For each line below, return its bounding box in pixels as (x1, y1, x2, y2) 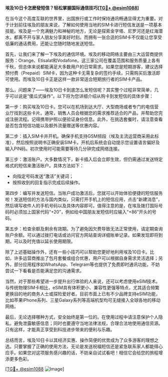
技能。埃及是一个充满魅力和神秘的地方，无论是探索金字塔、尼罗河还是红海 (5, 28, 158, 34)
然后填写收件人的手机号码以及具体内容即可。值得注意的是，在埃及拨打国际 (5, 203, 158, 208)
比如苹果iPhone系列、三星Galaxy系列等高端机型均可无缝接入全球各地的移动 (5, 297, 161, 303)
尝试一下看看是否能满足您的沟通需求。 (5, 268, 84, 273)
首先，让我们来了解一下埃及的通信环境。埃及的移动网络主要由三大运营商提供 (5, 51, 163, 57)
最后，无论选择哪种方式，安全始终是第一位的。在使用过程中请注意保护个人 (5, 314, 158, 320)
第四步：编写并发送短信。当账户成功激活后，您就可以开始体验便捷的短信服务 (5, 190, 163, 196)
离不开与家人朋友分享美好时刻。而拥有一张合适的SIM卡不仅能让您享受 (18, 35, 162, 40)
